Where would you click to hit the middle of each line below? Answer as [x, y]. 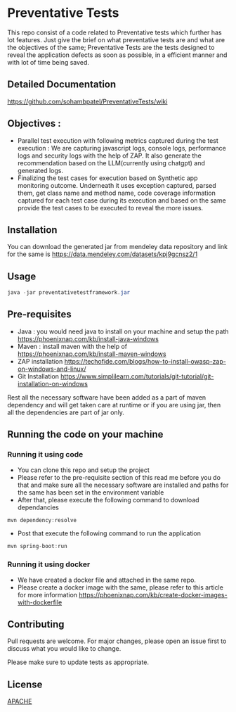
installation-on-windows [52, 383]
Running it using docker [49, 564]
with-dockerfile [40, 602]
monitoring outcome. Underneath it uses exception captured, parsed [117, 185]
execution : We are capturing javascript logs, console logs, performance [122, 148]
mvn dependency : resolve [42, 520]
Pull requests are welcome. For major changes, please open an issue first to [117, 641]
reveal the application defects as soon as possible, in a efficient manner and [117, 55]
